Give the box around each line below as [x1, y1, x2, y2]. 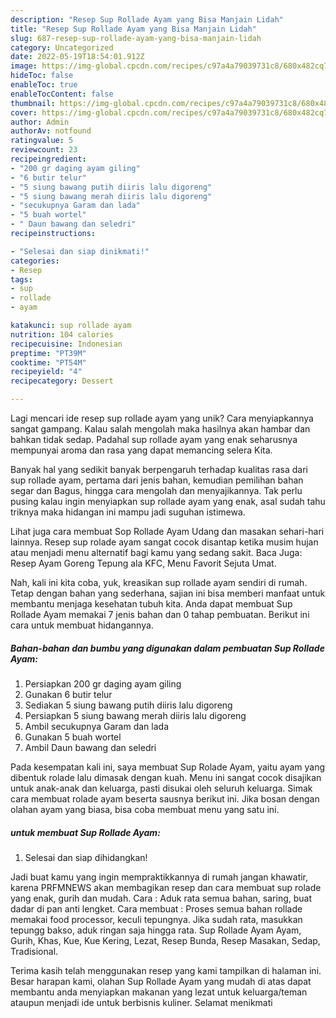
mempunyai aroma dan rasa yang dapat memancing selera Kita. [10, 444, 273, 456]
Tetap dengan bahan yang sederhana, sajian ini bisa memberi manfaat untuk [10, 587, 326, 599]
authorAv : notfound [10, 126, 92, 136]
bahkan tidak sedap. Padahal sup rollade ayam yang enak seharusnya [10, 434, 298, 445]
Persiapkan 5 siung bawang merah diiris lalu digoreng [24, 709, 247, 721]
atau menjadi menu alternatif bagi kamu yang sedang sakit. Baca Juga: [10, 547, 303, 558]
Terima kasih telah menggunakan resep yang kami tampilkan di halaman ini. [10, 964, 322, 976]
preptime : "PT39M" [10, 348, 87, 358]
